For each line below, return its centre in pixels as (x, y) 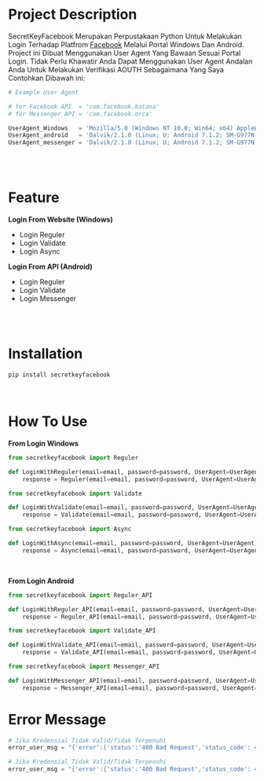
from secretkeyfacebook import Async (70, 529)
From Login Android (41, 581)
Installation (46, 354)
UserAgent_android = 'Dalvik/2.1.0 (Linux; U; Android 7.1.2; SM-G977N (132, 135)
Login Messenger (48, 299)
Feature (34, 198)
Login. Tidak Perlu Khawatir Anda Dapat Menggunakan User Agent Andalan (130, 61)
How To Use (48, 422)
